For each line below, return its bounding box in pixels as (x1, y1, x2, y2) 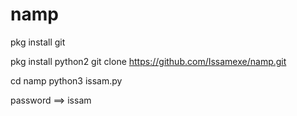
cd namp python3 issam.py (10, 74, 123, 87)
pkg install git (10, 36, 66, 48)
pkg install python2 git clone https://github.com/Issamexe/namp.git (10, 55, 287, 67)
